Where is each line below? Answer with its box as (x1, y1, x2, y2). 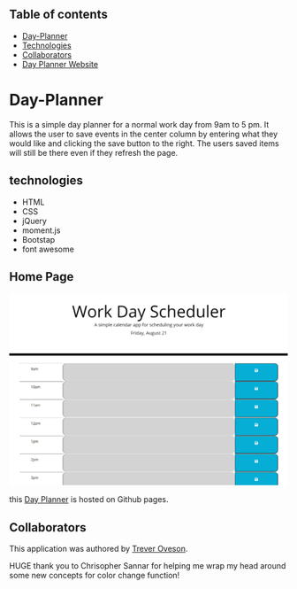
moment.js (21, 225, 61, 236)
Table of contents (9, 7, 108, 22)
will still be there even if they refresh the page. (9, 147, 179, 158)
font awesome (21, 244, 75, 254)
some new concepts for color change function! (9, 570, 180, 581)
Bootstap (21, 234, 56, 244)
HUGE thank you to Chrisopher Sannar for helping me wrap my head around (9, 561, 286, 571)
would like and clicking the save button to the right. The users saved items (9, 137, 280, 149)
